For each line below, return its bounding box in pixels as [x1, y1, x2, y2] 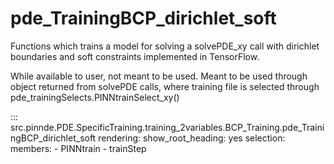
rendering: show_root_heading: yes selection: [98, 132, 286, 144]
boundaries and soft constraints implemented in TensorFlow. [10, 50, 260, 62]
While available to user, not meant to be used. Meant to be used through [10, 70, 308, 82]
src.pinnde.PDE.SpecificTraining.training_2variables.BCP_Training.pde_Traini [10, 121, 325, 133]
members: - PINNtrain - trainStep [10, 142, 147, 154]
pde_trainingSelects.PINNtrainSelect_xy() [10, 91, 180, 103]
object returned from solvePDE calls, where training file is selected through [10, 80, 320, 92]
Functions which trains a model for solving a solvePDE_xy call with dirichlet [10, 40, 320, 52]
